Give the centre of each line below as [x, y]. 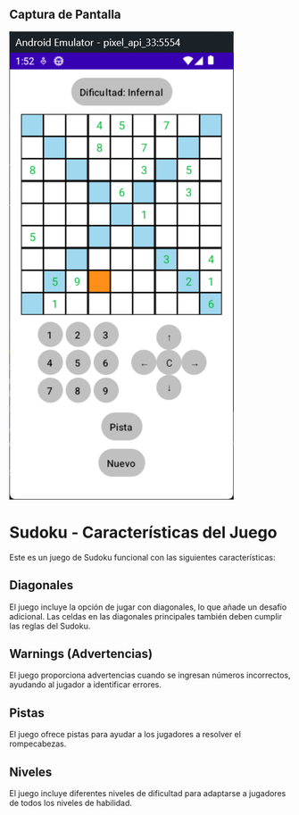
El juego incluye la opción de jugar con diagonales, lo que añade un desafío [148, 607]
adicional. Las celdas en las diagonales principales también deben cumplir [146, 616]
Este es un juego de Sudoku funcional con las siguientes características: [142, 557]
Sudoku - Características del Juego [143, 532]
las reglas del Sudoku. [50, 626]
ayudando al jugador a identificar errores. [86, 685]
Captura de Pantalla [66, 15]
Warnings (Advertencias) [81, 654]
